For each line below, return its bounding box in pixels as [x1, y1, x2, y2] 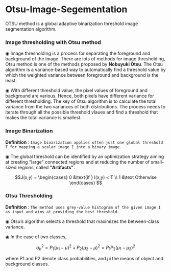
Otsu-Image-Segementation [5, 4, 128, 15]
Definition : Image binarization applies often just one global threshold [5, 139, 163, 145]
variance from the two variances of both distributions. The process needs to [5, 104, 166, 110]
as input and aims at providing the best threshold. [5, 209, 120, 214]
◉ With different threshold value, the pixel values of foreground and [5, 87, 148, 94]
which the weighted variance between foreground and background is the [5, 72, 159, 78]
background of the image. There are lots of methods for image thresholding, [5, 56, 165, 62]
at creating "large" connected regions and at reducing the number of [5, 158, 150, 165]
